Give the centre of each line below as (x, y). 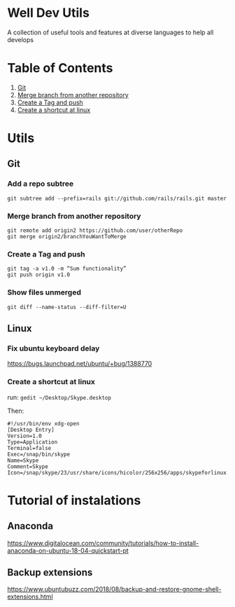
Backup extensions (50, 573)
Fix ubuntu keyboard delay (54, 348)
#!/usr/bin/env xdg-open (43, 423)
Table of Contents (60, 68)
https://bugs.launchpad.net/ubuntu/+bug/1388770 (80, 364)
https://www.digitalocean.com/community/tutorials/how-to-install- (103, 543)
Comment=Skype (28, 466)
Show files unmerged (44, 292)
